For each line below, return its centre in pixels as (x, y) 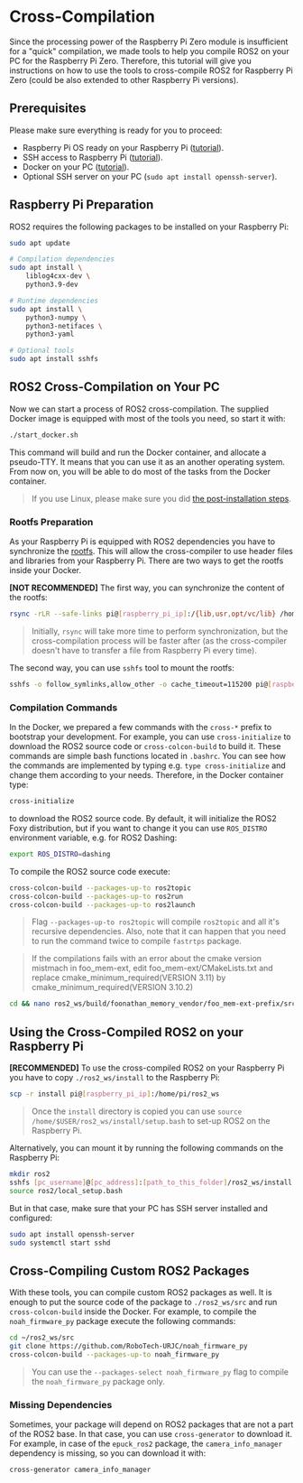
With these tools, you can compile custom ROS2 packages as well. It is (141, 1293)
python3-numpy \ (56, 318)
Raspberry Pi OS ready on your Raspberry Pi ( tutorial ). (123, 147)
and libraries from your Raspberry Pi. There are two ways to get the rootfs (147, 561)
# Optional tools (42, 351)
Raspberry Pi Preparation (82, 205)
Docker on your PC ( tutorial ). (76, 167)
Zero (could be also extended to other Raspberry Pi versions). (124, 79)
